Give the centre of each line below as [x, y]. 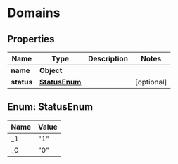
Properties [31, 39]
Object [51, 70]
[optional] [151, 82]
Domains [34, 13]
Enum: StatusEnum [50, 107]
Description [108, 59]
